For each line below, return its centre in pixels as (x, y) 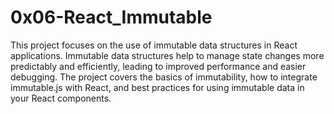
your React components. (61, 98)
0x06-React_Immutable (111, 17)
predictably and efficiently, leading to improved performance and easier (158, 66)
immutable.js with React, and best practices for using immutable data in (157, 87)
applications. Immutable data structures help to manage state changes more (167, 55)
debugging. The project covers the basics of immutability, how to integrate (164, 77)
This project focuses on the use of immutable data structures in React (154, 45)
